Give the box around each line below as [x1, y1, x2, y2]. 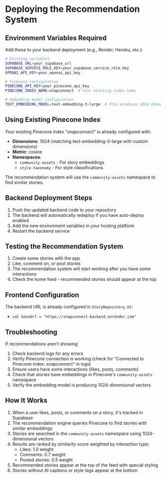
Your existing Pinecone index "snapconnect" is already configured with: [5, 129, 152, 135]
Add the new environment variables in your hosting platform [12, 223, 135, 229]
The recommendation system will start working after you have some [12, 266, 151, 272]
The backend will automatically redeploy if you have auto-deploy [12, 212, 144, 218]
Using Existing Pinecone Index [5, 115, 101, 124]
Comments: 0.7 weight [19, 451, 66, 457]
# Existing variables [5, 56, 50, 61]
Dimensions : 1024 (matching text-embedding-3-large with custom [12, 138, 148, 144]
